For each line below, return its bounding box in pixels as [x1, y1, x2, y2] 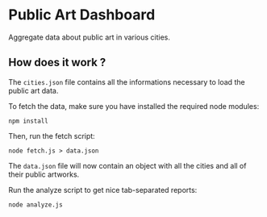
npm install [8, 117, 48, 125]
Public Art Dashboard [8, 6, 156, 24]
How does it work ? [8, 56, 106, 69]
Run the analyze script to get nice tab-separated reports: [8, 185, 198, 194]
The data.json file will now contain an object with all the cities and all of [8, 161, 247, 170]
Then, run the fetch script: [8, 131, 95, 140]
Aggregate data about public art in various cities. [8, 32, 171, 42]
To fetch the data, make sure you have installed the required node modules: [8, 101, 260, 111]
